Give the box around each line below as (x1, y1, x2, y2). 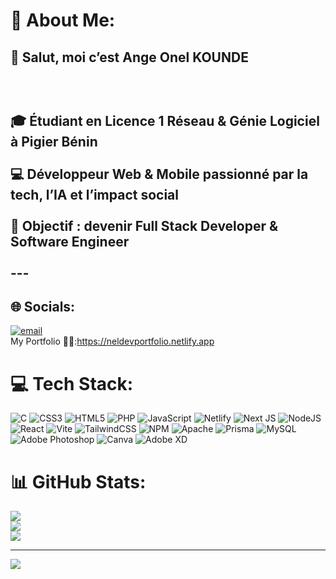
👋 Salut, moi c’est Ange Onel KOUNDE (10, 49, 249, 66)
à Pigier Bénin (10, 133, 98, 150)
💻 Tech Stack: (10, 372, 134, 395)
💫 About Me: (10, 9, 116, 32)
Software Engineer (10, 233, 130, 250)
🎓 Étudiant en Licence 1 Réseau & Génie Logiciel (10, 112, 320, 129)
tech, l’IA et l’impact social (10, 186, 179, 203)
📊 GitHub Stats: (10, 470, 147, 493)
